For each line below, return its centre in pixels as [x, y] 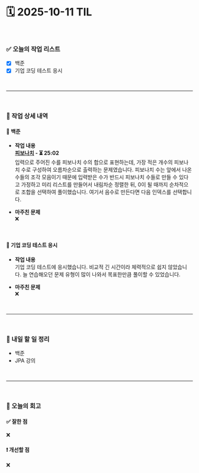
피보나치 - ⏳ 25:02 [37, 153]
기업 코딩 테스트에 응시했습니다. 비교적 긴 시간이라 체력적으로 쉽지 [91, 267]
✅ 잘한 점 [17, 421]
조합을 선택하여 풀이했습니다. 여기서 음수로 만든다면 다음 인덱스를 [96, 192]
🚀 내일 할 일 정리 [28, 339]
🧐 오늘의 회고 [24, 406]
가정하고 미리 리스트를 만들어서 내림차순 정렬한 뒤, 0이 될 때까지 [94, 185]
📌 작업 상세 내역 [27, 116]
